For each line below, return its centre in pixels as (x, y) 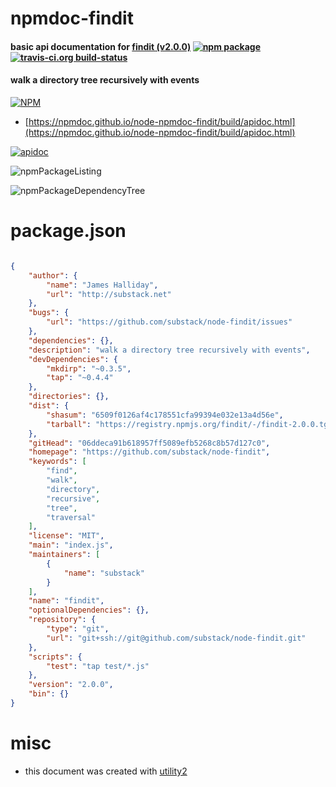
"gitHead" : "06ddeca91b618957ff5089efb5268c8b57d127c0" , (149, 443)
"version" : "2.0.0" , (71, 685)
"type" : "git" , (78, 629)
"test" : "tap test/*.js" (98, 666)
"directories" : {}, (69, 397)
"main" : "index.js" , (71, 545)
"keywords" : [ (57, 462)
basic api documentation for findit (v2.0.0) (101, 46)
